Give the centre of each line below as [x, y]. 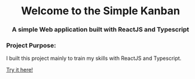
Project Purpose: [31, 46]
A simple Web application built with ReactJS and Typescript [100, 30]
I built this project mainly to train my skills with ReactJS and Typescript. [94, 58]
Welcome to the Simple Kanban [100, 11]
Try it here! [20, 70]
